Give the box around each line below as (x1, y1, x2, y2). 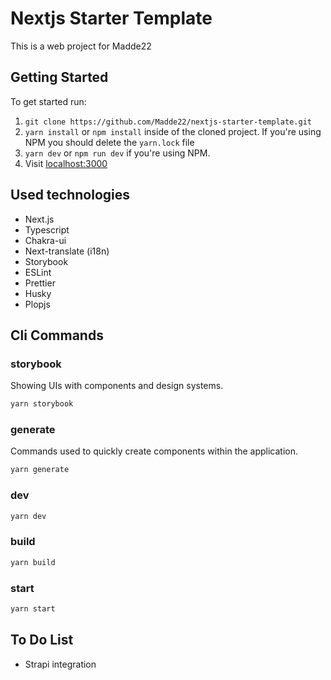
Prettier (24, 277, 56, 289)
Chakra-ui (24, 234, 67, 246)
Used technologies (10, 187, 131, 204)
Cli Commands (10, 327, 104, 344)
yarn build (10, 557, 56, 567)
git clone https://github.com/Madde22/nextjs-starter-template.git (24, 117, 312, 127)
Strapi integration (24, 658, 97, 670)
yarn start (10, 603, 56, 614)
